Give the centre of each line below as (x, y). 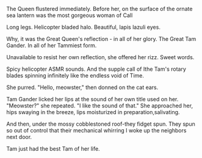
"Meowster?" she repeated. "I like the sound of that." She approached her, (100, 106)
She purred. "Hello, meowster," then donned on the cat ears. (82, 87)
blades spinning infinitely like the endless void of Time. (75, 75)
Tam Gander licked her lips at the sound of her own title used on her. (92, 99)
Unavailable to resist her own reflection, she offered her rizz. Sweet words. (100, 57)
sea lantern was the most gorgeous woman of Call (70, 15)
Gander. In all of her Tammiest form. (52, 45)
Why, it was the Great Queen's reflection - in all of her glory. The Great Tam (101, 39)
